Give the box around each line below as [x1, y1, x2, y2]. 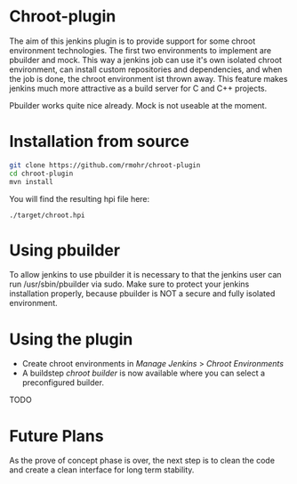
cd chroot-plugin [9, 169, 74, 178]
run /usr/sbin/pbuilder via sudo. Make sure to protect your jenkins [9, 278, 250, 290]
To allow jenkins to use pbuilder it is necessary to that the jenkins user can [9, 270, 282, 280]
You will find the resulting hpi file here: [9, 193, 150, 204]
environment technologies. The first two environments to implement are [9, 44, 272, 55]
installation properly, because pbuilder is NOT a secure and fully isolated [9, 288, 276, 299]
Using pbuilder [9, 240, 121, 260]
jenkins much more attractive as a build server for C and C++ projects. [9, 83, 268, 93]
